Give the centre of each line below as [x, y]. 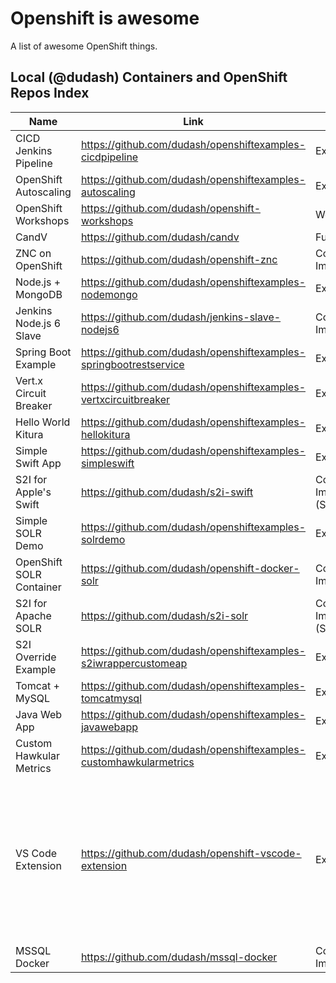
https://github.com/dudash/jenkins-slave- [181, 317]
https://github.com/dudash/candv [160, 237]
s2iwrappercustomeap [134, 663]
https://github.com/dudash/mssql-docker [179, 957]
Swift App [38, 463]
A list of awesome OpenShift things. [84, 46]
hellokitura [105, 434]
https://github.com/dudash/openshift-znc [179, 259]
